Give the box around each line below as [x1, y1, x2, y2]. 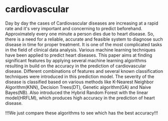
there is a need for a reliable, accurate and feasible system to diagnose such [5, 36, 163, 42]
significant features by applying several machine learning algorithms [5, 57, 147, 63]
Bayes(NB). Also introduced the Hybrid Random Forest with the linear [5, 89, 148, 95]
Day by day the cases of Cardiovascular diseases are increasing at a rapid [5, 20, 158, 26]
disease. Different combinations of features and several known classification [5, 68, 163, 74]
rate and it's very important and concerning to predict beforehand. [5, 25, 142, 31]
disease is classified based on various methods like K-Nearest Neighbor [5, 79, 154, 85]
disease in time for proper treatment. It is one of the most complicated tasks [5, 41, 162, 47]
